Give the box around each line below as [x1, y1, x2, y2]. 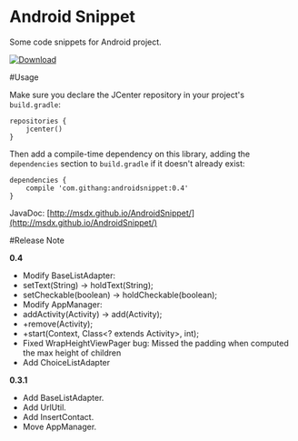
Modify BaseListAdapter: [22, 270, 116, 281]
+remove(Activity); [22, 318, 94, 329]
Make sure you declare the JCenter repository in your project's [9, 89, 245, 100]
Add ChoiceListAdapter [22, 356, 111, 367]
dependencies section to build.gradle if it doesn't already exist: [9, 157, 245, 169]
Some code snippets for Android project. [9, 36, 162, 47]
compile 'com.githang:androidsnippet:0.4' [25, 184, 189, 193]
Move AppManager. [22, 421, 97, 432]
